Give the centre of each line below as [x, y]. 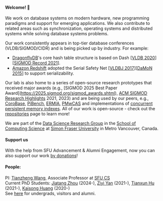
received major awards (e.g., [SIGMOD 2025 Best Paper [61, 88]
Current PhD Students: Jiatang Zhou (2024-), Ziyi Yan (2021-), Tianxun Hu [80, 183]
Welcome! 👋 [18, 7]
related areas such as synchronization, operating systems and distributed [79, 29]
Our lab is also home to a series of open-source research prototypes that [79, 83]
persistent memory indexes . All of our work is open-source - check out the [80, 109]
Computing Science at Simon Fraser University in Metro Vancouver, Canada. [82, 129]
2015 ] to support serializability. [43, 73]
